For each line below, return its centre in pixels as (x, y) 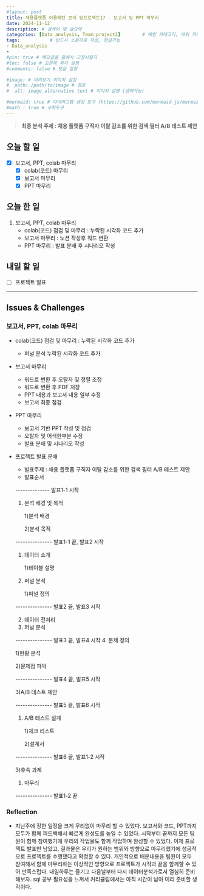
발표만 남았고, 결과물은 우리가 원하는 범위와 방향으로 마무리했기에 (104, 849)
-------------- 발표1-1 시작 (47, 490)
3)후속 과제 (29, 770)
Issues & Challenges (46, 308)
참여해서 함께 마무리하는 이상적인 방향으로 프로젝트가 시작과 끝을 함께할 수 (103, 864)
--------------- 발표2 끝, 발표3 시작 (58, 607)
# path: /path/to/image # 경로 (46, 85)
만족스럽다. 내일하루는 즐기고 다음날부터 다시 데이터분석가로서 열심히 (103, 872)
